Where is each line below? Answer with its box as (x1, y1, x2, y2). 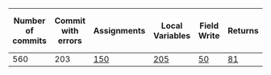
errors (57, 35, 82, 46)
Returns (227, 26, 260, 36)
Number (13, 15, 46, 26)
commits (12, 35, 47, 46)
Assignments (93, 26, 146, 36)
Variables (152, 30, 191, 41)
